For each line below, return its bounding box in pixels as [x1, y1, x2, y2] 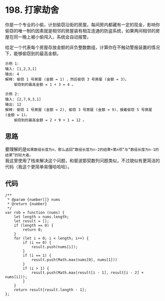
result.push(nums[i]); [31, 244, 78, 249]
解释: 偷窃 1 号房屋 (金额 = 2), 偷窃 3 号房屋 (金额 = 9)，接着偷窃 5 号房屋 [5, 107, 152, 112]
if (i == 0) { [23, 240, 52, 245]
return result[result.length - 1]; [14, 287, 87, 292]
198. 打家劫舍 [5, 4, 59, 16]
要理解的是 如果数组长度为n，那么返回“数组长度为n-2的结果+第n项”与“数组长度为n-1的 [5, 146, 159, 152]
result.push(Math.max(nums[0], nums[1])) [31, 257, 118, 262]
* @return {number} [7, 201, 48, 206]
